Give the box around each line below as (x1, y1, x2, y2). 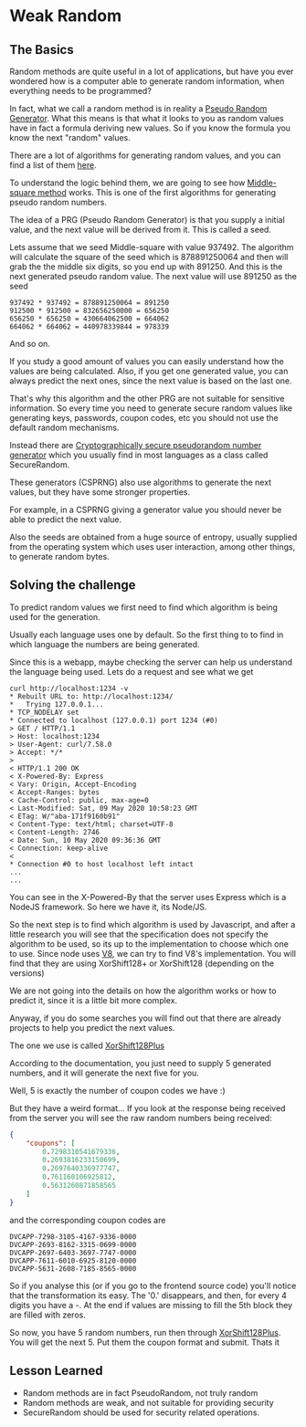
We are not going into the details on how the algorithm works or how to (9, 985, 277, 996)
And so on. (9, 339, 50, 349)
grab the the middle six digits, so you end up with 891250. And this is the (9, 261, 283, 272)
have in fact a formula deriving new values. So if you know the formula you (9, 122, 290, 133)
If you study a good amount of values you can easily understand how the (9, 356, 285, 366)
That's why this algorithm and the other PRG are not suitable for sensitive (9, 393, 285, 404)
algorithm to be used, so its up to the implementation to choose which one (9, 938, 290, 950)
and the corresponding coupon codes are (9, 1214, 166, 1225)
